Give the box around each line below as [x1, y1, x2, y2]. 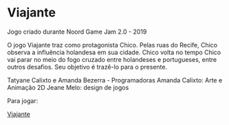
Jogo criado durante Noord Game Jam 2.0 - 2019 [7, 27, 147, 36]
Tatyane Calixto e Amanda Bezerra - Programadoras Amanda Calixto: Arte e [7, 76, 223, 84]
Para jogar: [7, 96, 39, 104]
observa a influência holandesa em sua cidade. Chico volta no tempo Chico [7, 48, 221, 56]
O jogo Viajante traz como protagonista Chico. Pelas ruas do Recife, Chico [7, 41, 218, 49]
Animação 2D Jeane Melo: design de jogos [7, 83, 129, 91]
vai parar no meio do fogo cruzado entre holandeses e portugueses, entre [7, 55, 217, 63]
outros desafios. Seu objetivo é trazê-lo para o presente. [7, 62, 167, 71]
